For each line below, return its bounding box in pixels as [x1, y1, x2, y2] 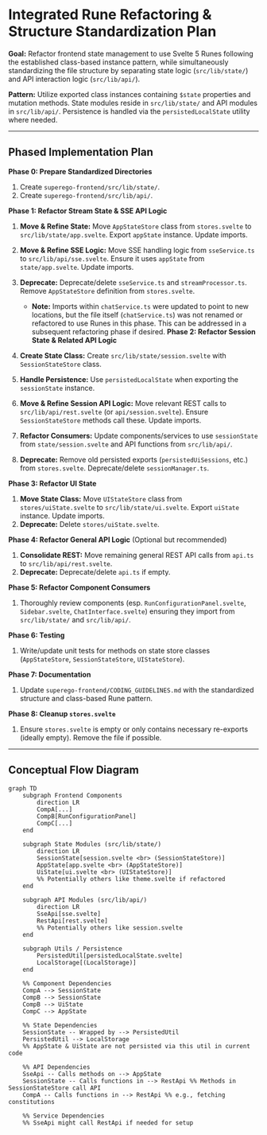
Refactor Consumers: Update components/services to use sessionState [19, 431, 258, 440]
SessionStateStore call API [8, 1084, 102, 1092]
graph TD [8, 784, 37, 793]
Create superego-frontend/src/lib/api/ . [19, 190, 153, 200]
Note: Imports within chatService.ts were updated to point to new [31, 301, 249, 311]
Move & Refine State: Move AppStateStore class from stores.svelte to [19, 221, 252, 231]
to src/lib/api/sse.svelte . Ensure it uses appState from [19, 253, 205, 263]
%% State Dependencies [22, 1021, 98, 1029]
